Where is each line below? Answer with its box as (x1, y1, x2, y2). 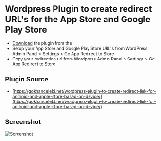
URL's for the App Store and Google (5, 14, 151, 25)
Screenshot (5, 118, 41, 126)
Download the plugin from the (12, 40, 72, 46)
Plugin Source (5, 75, 49, 83)
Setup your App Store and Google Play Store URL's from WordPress (12, 45, 148, 51)
